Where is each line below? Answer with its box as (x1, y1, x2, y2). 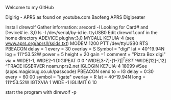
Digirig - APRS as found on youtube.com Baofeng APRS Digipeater (5, 14, 145, 20)
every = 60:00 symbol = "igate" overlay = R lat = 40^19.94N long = (5, 73, 146, 80)
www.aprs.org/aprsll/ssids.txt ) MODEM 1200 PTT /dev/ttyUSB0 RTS (5, 40, 149, 46)
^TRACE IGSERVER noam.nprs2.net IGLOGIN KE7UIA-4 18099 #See (5, 63, 148, 69)
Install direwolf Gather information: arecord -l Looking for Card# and (5, 24, 149, 30)
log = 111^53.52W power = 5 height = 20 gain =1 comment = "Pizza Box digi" (5, 51, 166, 57)
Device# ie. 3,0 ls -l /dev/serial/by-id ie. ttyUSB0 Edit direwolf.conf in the (5, 30, 158, 35)
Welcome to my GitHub (5, 5, 54, 10)
